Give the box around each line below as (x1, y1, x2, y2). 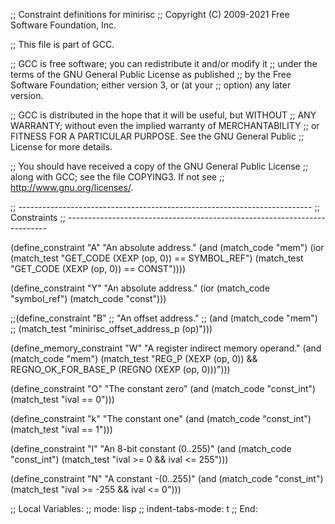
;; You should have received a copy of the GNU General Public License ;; (10, 160, 309, 172)
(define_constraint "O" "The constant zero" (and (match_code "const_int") (10, 383, 317, 394)
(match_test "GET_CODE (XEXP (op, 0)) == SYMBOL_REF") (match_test (10, 252, 304, 264)
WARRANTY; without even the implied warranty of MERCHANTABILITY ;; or (10, 120, 320, 131)
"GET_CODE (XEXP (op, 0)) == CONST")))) (10, 263, 187, 274)
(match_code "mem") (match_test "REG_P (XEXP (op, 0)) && (10, 353, 258, 364)
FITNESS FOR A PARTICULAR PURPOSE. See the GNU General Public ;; (10, 130, 305, 142)
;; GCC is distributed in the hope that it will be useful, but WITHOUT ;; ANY (10, 109, 317, 121)
